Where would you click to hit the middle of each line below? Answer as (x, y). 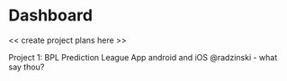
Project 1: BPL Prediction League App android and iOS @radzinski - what (143, 57)
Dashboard (51, 16)
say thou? (27, 67)
